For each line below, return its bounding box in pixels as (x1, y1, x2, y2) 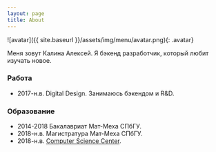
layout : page (7, 10, 45, 17)
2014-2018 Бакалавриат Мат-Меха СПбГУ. (17, 122, 142, 131)
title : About (7, 17, 45, 23)
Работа (7, 73, 32, 83)
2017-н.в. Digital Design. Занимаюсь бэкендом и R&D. (17, 89, 175, 97)
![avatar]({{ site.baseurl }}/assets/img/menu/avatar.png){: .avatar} (7, 35, 195, 44)
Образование (7, 106, 55, 116)
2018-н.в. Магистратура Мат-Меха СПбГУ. (17, 129, 143, 138)
